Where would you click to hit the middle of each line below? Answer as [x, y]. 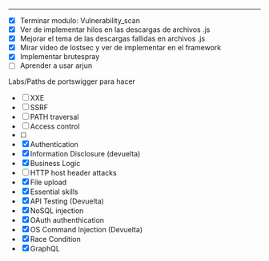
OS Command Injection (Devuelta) [86, 230]
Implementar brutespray [60, 57]
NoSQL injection [57, 211]
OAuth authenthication [67, 220]
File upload [48, 182]
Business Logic [55, 164]
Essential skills [54, 192]
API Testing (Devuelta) [67, 201]
